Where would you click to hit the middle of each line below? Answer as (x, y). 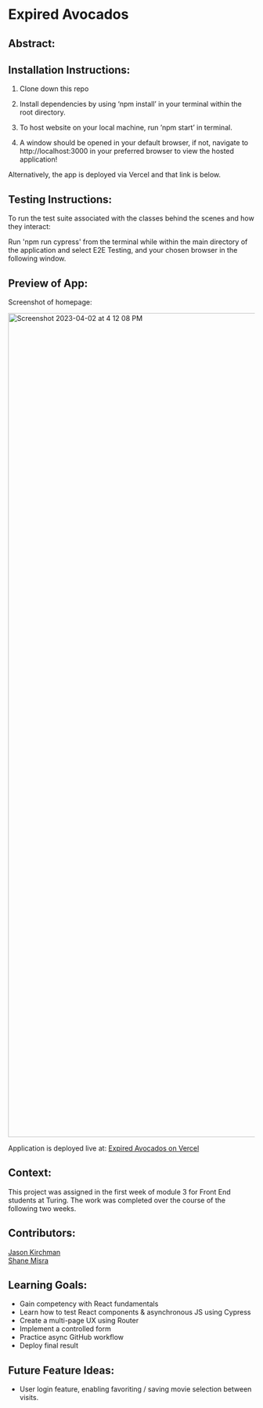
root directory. (42, 112)
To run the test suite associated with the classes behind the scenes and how (131, 218)
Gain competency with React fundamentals (89, 1304)
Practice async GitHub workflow (71, 1337)
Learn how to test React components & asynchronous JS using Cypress (135, 1312)
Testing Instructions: (60, 199)
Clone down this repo (54, 89)
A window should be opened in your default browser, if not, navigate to (134, 143)
